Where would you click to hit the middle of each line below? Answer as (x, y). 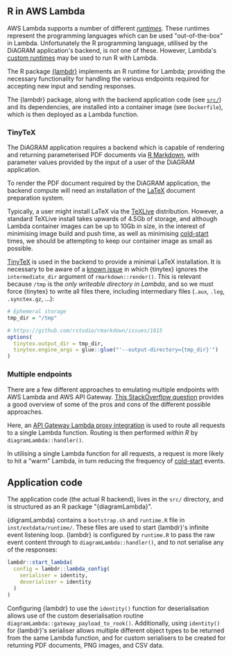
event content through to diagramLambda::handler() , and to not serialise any (115, 543)
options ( (20, 337)
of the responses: (32, 550)
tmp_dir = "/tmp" (32, 318)
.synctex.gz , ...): (31, 299)
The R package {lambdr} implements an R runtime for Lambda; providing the (116, 71)
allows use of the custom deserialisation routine (76, 616)
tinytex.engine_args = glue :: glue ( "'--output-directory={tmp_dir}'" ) (116, 350)
